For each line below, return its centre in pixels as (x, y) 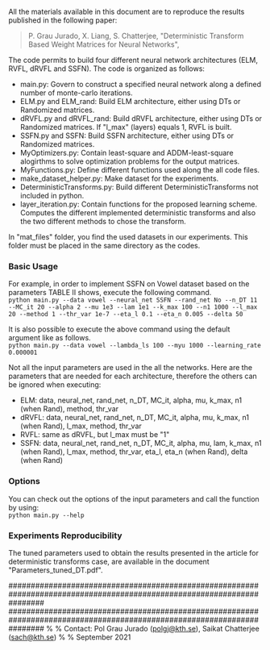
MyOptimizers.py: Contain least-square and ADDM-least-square (127, 153)
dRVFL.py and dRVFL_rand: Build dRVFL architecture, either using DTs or (141, 119)
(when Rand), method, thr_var (69, 409)
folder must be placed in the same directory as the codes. (104, 246)
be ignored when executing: (55, 385)
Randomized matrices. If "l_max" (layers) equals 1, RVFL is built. (126, 127)
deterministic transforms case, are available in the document (109, 561)
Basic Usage (33, 266)
